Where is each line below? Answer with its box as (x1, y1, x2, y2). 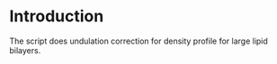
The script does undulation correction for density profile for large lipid (9, 36, 268, 46)
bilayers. (9, 44, 41, 55)
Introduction (9, 6, 104, 27)
